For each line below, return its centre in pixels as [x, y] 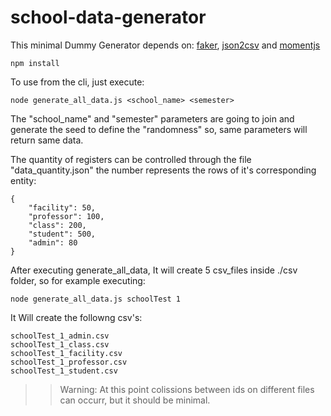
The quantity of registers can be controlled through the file [131, 159]
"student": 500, [62, 234]
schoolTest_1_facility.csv [66, 353]
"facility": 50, [62, 207]
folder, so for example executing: [78, 280]
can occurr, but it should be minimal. [135, 400]
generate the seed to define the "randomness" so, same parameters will [159, 129]
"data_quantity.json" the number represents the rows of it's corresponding [163, 170]
